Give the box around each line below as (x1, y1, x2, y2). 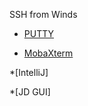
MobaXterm (23, 47, 74, 59)
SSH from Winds (9, 9, 78, 20)
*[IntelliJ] (9, 67, 49, 78)
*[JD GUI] (9, 86, 51, 98)
